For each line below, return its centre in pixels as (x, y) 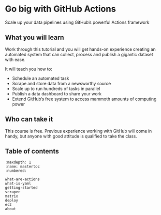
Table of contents (32, 151)
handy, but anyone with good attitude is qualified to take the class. (71, 136)
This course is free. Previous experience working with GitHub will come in (79, 131)
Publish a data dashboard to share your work (57, 93)
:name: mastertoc (22, 167)
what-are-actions (22, 179)
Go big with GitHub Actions (60, 9)
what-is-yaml (18, 184)
